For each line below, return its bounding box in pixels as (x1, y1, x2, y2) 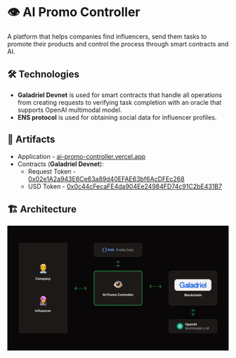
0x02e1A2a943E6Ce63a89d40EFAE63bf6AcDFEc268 (27, 174, 185, 183)
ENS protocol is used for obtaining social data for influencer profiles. (17, 113, 217, 122)
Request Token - (27, 167, 76, 175)
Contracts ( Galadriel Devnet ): (17, 160, 104, 168)
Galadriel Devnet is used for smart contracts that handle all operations (17, 91, 223, 99)
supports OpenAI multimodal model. (17, 106, 122, 114)
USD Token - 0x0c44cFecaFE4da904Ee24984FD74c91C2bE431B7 (27, 182, 223, 191)
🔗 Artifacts (7, 134, 55, 146)
